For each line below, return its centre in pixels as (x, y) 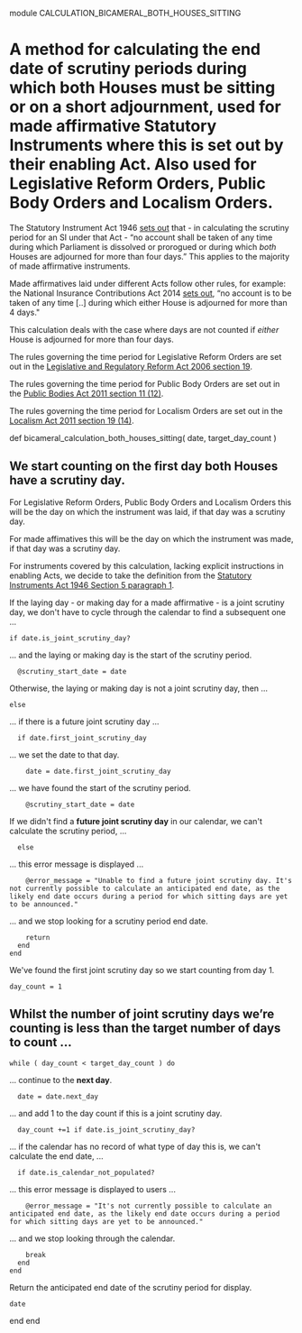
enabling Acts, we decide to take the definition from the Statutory (131, 575)
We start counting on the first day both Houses (144, 467)
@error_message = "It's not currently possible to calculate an (149, 1206)
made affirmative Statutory (113, 126)
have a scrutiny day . (68, 480)
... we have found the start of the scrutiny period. (100, 787)
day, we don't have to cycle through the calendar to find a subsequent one (148, 611)
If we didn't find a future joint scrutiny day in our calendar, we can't (136, 821)
